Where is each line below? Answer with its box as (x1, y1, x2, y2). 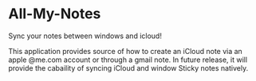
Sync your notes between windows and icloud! (8, 31, 162, 40)
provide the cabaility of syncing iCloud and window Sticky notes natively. (8, 63, 249, 72)
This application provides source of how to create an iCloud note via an (8, 46, 243, 56)
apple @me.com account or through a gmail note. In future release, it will (8, 55, 248, 64)
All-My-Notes (8, 5, 101, 23)
